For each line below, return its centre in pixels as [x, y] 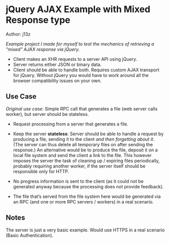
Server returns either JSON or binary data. [57, 64]
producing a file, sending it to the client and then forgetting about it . [84, 139]
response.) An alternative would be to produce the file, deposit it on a [86, 150]
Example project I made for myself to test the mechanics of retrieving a [80, 44]
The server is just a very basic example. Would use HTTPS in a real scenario [85, 230]
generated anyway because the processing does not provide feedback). [88, 186]
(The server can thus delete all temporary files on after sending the [83, 144]
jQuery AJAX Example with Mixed [78, 9]
